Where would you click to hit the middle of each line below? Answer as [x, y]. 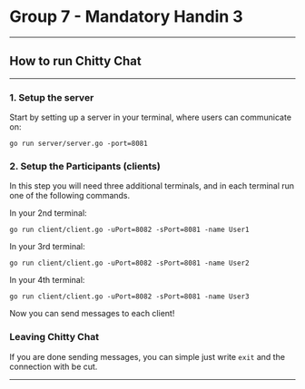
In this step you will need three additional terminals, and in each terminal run [152, 186]
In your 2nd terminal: [49, 213]
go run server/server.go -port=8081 [79, 144]
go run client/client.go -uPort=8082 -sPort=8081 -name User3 [129, 297]
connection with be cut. [54, 366]
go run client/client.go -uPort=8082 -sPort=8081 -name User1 [129, 230]
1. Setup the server [52, 97]
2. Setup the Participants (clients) [85, 166]
